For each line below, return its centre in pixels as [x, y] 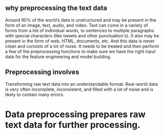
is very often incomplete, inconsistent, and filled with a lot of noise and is [79, 89]
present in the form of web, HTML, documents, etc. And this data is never [80, 41]
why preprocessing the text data [56, 8]
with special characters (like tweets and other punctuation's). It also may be [82, 35]
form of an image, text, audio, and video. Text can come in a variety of [77, 25]
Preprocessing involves [42, 72]
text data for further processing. [73, 125]
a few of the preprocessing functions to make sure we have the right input [81, 51]
